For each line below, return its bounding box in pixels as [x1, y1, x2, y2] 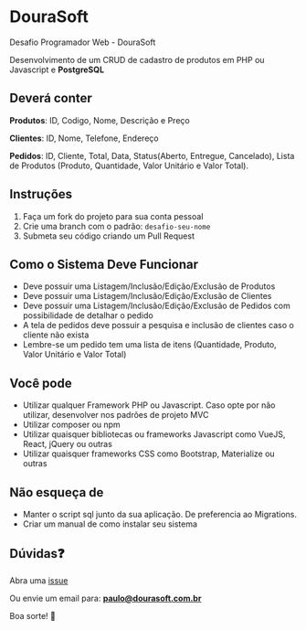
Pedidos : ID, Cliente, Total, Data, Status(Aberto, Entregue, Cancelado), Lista [9, 150, 295, 161]
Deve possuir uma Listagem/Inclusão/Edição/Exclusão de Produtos [22, 281, 276, 292]
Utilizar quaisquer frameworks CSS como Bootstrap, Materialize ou [22, 448, 276, 459]
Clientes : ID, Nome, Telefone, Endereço [9, 133, 159, 144]
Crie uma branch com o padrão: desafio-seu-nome [22, 220, 211, 231]
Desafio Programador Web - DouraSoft [9, 37, 156, 48]
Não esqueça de [9, 485, 104, 500]
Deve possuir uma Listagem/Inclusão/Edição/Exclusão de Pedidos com [22, 300, 290, 312]
